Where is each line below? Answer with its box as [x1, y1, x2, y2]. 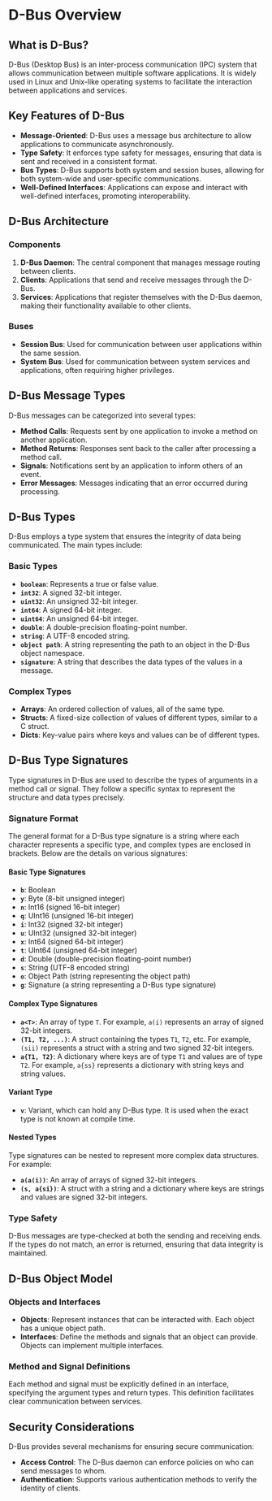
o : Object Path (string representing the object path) [19, 971, 191, 981]
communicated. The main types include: [8, 540, 144, 550]
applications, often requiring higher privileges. [19, 365, 175, 375]
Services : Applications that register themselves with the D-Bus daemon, [19, 292, 262, 302]
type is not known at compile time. [19, 1113, 136, 1123]
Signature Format [8, 813, 79, 824]
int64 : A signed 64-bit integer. [19, 605, 123, 614]
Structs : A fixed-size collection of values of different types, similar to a [19, 713, 258, 722]
